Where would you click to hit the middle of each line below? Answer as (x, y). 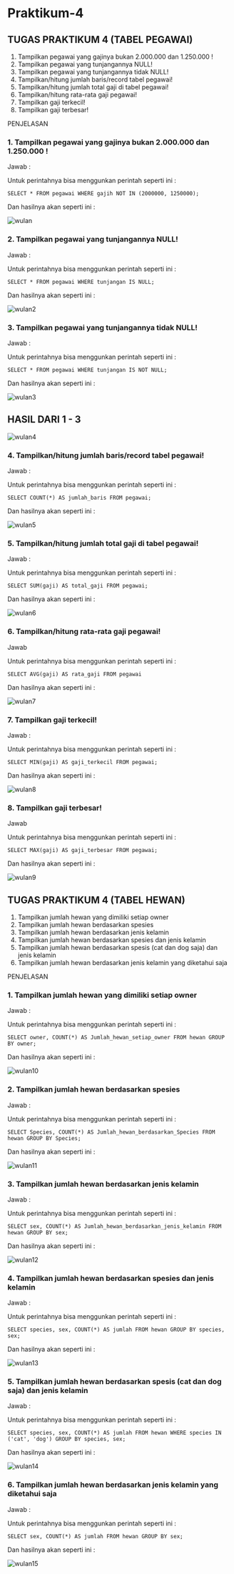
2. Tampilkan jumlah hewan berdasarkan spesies (94, 1089)
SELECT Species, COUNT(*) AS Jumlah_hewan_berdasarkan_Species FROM (111, 1132)
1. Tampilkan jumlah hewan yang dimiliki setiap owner (102, 995)
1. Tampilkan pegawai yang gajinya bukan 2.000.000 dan (108, 142)
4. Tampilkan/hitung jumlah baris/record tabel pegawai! (106, 455)
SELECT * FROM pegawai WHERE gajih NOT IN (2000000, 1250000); (103, 194)
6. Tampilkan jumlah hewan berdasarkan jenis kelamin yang (113, 1485)
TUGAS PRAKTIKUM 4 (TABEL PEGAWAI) (100, 40)
